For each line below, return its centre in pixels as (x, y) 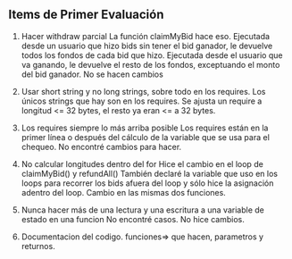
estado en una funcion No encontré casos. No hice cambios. (133, 219)
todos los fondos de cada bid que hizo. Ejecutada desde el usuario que (152, 55)
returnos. (38, 246)
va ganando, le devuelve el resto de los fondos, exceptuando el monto (150, 64)
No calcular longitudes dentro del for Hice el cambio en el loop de (142, 163)
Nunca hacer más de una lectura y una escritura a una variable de (142, 210)
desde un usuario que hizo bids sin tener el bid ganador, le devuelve (147, 46)
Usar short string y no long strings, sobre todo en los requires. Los (143, 91)
